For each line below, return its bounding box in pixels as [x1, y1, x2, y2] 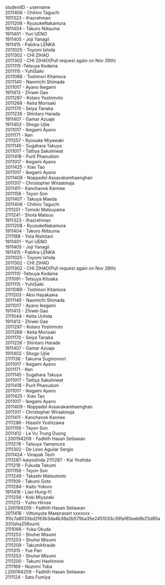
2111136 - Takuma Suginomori [5, 356, 66, 361]
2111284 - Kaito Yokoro [5, 484, 52, 489]
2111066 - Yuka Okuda [5, 526, 51, 532]
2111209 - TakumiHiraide [5, 542, 56, 548]
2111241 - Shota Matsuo [5, 212, 53, 218]
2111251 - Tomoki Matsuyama [5, 207, 65, 213]
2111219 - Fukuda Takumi [5, 462, 56, 468]
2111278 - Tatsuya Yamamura [5, 441, 65, 447]
